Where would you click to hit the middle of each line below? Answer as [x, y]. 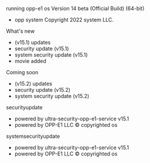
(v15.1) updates [33, 42]
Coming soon [22, 72]
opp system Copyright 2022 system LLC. [64, 20]
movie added [30, 61]
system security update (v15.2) [52, 96]
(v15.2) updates [33, 84]
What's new [21, 31]
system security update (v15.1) [51, 55]
